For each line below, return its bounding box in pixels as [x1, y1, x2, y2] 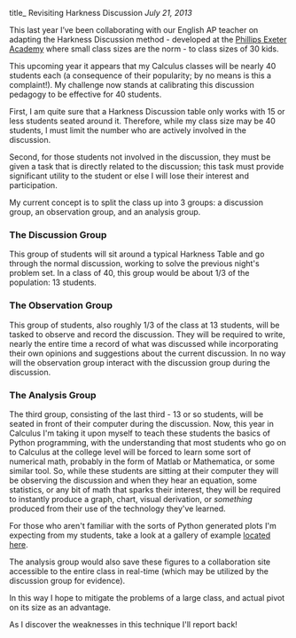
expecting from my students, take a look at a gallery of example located [9, 530, 271, 540]
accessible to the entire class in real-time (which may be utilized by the [9, 565, 269, 576]
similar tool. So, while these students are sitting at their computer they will [9, 465, 279, 476]
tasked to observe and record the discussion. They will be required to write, [9, 328, 285, 340]
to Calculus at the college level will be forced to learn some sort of [9, 446, 251, 457]
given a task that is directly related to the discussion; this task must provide [9, 161, 284, 171]
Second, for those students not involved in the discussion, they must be [9, 152, 271, 162]
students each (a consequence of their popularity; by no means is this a [9, 70, 272, 81]
